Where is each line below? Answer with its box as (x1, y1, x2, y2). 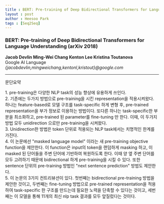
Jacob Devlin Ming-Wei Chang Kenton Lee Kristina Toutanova (5, 54, 133, 60)
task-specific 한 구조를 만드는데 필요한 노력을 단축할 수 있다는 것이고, (14, 187, 147, 193)
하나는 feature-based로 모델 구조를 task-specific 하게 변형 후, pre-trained (5, 102, 149, 107)
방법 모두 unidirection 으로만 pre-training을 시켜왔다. (5, 120, 107, 126)
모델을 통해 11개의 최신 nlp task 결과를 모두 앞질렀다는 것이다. (19, 193, 136, 199)
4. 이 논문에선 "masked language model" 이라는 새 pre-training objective (5, 138, 148, 144)
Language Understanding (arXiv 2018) (5, 43, 98, 50)
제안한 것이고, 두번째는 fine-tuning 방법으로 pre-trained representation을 (5, 181, 147, 187)
